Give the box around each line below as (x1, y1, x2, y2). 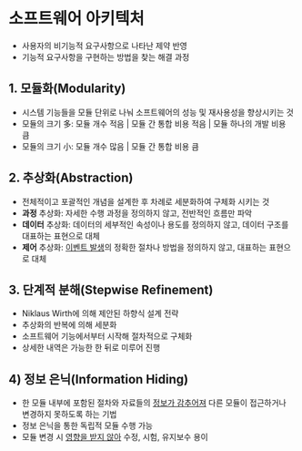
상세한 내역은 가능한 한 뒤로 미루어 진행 (21, 343, 161, 354)
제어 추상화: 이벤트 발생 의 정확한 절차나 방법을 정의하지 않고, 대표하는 (21, 241, 267, 252)
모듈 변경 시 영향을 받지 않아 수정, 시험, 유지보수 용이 (21, 432, 208, 443)
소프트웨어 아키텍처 (8, 8, 145, 29)
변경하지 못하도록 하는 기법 (21, 409, 117, 420)
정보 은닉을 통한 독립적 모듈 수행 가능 (21, 420, 154, 431)
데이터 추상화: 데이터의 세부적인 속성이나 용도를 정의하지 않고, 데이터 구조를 (21, 219, 289, 230)
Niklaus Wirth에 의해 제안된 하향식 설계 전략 (21, 308, 179, 319)
